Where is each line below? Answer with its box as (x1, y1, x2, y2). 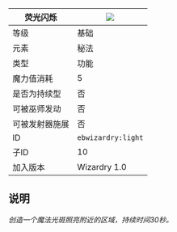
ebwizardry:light (77, 133, 144, 142)
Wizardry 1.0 (77, 162, 127, 172)
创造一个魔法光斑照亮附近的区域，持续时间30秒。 (8, 214, 174, 225)
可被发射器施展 (12, 119, 70, 129)
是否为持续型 (12, 88, 62, 99)
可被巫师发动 (12, 103, 62, 114)
